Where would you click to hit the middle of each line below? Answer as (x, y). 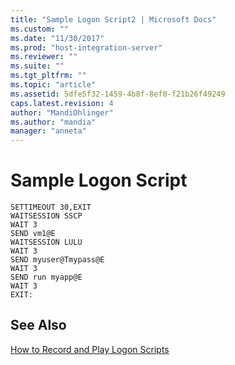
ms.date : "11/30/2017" (57, 38)
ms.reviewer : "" (44, 57)
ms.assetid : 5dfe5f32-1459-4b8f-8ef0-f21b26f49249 (118, 94)
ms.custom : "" (40, 29)
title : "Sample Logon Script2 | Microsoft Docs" (113, 19)
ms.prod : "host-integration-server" (86, 47)
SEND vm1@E (33, 234)
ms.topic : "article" (53, 85)
